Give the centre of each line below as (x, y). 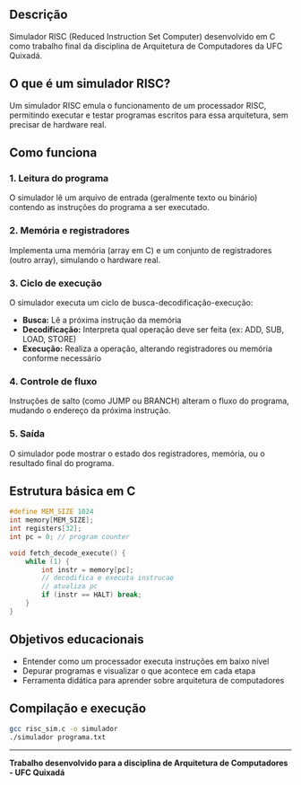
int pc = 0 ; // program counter (69, 537)
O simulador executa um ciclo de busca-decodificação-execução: (131, 302)
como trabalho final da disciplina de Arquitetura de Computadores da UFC (146, 46)
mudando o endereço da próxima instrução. (90, 410)
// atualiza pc (70, 587)
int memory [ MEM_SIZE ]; (52, 520)
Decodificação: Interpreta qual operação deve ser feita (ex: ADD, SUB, (153, 329)
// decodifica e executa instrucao (108, 578)
